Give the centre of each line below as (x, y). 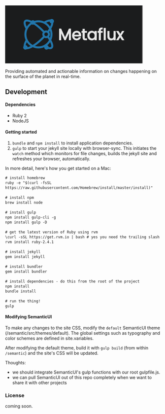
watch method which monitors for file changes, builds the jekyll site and (84, 153)
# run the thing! (23, 301)
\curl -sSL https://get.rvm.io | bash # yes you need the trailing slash (82, 237)
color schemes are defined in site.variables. (49, 338)
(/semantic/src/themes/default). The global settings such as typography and (83, 333)
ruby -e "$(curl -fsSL (28, 183)
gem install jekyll (25, 257)
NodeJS (20, 121)
